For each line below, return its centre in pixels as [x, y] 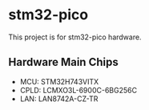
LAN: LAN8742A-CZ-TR [59, 99]
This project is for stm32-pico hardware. [75, 37]
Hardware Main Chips [63, 62]
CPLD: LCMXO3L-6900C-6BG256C [79, 90]
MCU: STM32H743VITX [59, 81]
